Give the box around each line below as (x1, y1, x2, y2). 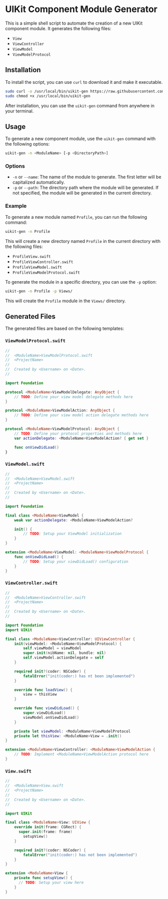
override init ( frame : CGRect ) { (14, 825, 81, 830)
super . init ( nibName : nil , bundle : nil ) (23, 651, 106, 656)
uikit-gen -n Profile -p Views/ (5, 289, 72, 294)
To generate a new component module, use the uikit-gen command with (5, 136, 156, 142)
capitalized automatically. (12, 179, 65, 185)
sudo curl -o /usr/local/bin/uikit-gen (5, 89, 88, 94)
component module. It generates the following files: (5, 25, 111, 31)
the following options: (5, 141, 50, 147)
